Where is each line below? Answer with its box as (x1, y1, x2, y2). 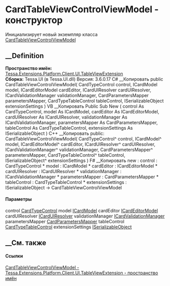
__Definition (5, 52, 44, 60)
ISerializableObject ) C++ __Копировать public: (5, 130, 105, 136)
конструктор (5, 14, 63, 26)
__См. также (5, 239, 47, 247)
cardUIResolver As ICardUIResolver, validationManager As (5, 114, 128, 120)
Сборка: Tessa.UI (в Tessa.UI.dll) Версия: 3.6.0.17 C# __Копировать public (5, 76, 164, 82)
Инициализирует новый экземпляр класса (5, 31, 98, 37)
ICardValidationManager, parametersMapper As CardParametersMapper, (5, 119, 158, 126)
